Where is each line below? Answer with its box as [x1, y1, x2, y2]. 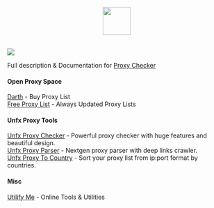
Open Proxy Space [7, 77, 63, 85]
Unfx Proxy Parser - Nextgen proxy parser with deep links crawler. [7, 147, 198, 155]
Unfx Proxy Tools [7, 116, 58, 124]
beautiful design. [7, 139, 56, 147]
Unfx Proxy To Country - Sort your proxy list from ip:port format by [7, 154, 198, 162]
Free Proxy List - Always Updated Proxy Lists [7, 100, 137, 108]
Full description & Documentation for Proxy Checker [7, 61, 156, 69]
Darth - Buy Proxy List [7, 93, 71, 101]
